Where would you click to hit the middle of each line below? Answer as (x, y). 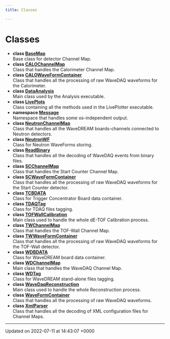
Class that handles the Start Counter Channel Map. (66, 171)
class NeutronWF (31, 139)
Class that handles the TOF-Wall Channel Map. (61, 230)
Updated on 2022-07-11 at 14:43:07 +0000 (50, 331)
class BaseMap (29, 53)
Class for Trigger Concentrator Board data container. (68, 198)
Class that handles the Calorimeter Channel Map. (64, 69)
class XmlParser (30, 306)
